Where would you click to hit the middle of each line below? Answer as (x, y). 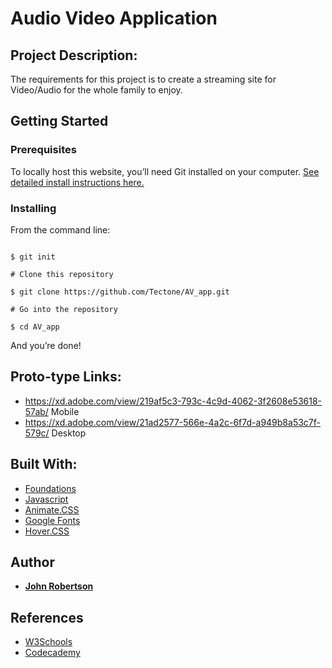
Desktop (69, 433)
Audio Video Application (114, 18)
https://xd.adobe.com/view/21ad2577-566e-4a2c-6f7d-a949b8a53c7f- (172, 422)
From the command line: (60, 229)
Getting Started (59, 121)
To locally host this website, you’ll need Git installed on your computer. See (165, 171)
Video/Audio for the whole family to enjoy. (96, 90)
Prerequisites (43, 150)
